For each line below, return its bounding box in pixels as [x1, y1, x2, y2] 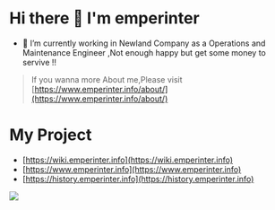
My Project [9, 125, 92, 145]
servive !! [21, 57, 56, 67]
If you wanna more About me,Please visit [30, 74, 183, 84]
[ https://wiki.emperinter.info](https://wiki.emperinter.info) [21, 154, 234, 165]
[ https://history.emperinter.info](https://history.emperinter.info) [21, 173, 254, 184]
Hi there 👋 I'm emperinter [9, 8, 200, 29]
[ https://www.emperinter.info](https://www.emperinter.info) [21, 163, 242, 174]
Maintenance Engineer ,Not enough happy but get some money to [21, 47, 267, 57]
